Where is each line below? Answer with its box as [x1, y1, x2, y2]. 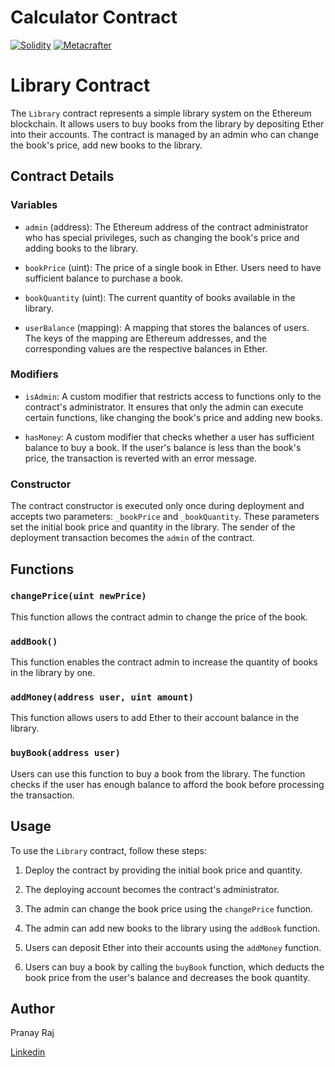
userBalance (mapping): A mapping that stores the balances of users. [24, 321, 310, 333]
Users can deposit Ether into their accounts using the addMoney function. [24, 941, 322, 953]
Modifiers [10, 367, 59, 381]
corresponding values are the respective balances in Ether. [24, 342, 268, 355]
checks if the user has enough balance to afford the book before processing [10, 778, 325, 790]
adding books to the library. [24, 242, 139, 254]
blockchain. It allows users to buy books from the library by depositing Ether [10, 117, 325, 130]
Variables [10, 198, 58, 212]
